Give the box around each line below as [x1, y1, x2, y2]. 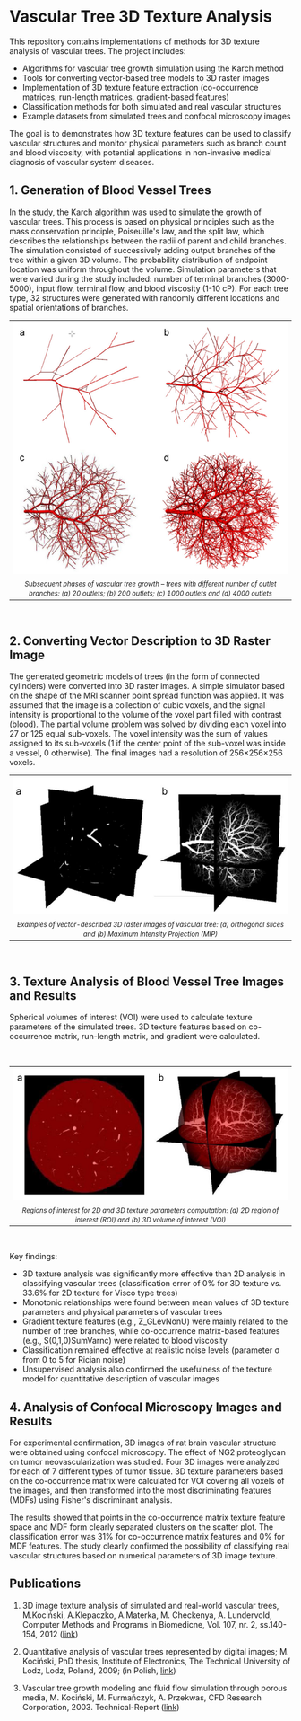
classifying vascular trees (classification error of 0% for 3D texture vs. [21, 1278, 282, 1289]
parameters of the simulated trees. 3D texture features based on [9, 1021, 247, 1032]
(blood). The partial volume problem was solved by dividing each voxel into [9, 719, 287, 729]
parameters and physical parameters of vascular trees [21, 1307, 223, 1318]
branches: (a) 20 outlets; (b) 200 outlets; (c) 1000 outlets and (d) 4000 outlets [28, 589, 273, 598]
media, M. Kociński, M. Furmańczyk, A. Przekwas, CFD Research [21, 1691, 262, 1703]
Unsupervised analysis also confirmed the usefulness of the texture [21, 1364, 273, 1375]
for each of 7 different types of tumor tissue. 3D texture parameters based [9, 1466, 284, 1477]
